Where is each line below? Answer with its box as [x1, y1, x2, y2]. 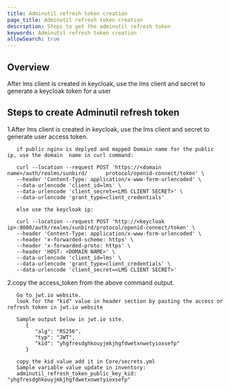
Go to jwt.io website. [16, 291, 81, 298]
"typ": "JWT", [34, 333, 76, 341]
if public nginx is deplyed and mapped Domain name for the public [16, 145, 214, 152]
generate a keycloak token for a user [7, 87, 112, 95]
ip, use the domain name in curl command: [7, 152, 134, 158]
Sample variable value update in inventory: [16, 364, 147, 371]
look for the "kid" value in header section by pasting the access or [16, 298, 224, 305]
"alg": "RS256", [34, 328, 81, 335]
